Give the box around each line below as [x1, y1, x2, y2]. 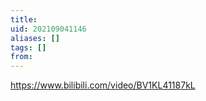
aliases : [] [10, 33, 60, 43]
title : [10, 14, 38, 25]
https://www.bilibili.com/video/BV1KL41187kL [10, 79, 196, 91]
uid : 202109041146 [10, 24, 87, 34]
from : [10, 52, 33, 62]
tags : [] [10, 42, 47, 53]
